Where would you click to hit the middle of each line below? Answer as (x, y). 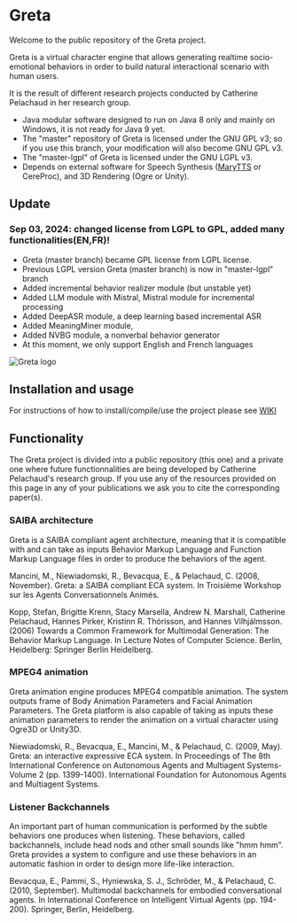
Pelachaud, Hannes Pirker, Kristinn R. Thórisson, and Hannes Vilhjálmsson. (146, 621)
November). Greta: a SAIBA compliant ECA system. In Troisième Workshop (145, 585)
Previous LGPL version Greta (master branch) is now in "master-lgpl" (148, 269)
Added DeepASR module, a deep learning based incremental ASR (141, 316)
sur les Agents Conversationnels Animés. (84, 594)
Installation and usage (72, 389)
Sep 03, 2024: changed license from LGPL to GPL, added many (147, 229)
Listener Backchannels (59, 807)
